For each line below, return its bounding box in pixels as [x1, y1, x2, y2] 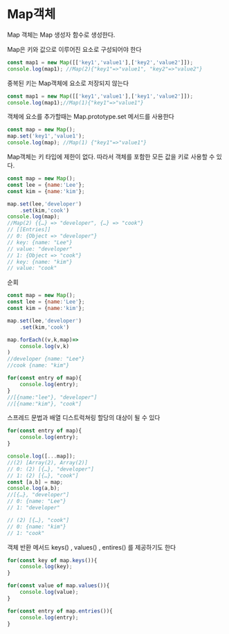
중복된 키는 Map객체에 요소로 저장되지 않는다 [7, 79, 129, 87]
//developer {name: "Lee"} [7, 356, 85, 363]
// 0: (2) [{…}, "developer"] [7, 465, 95, 473]
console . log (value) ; [19, 589, 79, 596]
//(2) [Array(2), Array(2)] [7, 459, 89, 466]
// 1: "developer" [7, 505, 60, 511]
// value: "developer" [7, 245, 73, 253]
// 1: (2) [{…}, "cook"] [7, 472, 79, 479]
